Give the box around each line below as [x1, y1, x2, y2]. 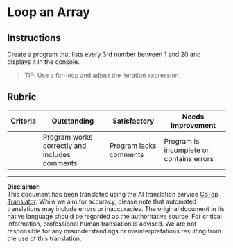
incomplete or [164, 145, 209, 155]
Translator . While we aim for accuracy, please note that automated [7, 197, 197, 206]
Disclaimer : [7, 182, 41, 191]
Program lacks [109, 140, 157, 150]
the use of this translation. [7, 234, 82, 242]
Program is [164, 136, 200, 146]
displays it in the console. [7, 58, 80, 66]
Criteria [10, 116, 37, 126]
